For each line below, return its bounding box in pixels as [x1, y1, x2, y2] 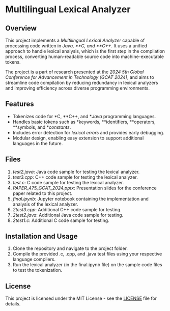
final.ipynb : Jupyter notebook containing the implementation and [12, 195, 149, 202]
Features [5, 100, 34, 108]
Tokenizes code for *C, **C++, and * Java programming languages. [12, 113, 156, 119]
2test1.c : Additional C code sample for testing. [12, 217, 109, 223]
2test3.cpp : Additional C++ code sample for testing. [12, 206, 122, 212]
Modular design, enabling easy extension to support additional [12, 135, 144, 141]
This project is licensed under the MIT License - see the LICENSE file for [5, 295, 157, 301]
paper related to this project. [12, 190, 73, 196]
